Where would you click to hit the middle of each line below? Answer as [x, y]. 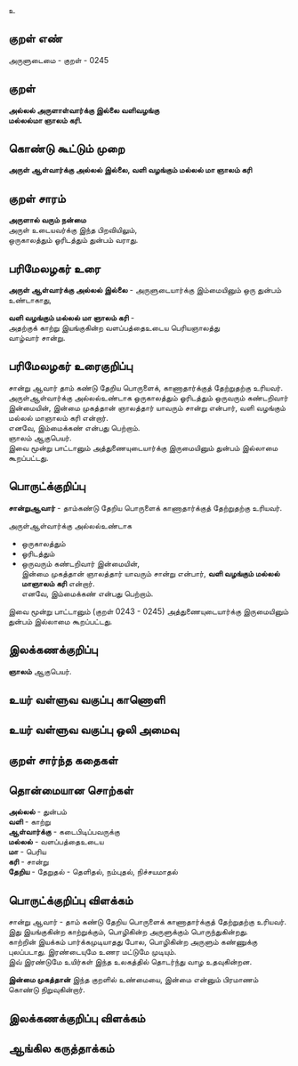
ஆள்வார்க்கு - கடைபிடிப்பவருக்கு [64, 832]
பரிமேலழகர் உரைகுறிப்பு [70, 366]
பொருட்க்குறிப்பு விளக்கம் [71, 900]
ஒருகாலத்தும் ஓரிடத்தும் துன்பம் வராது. [73, 240]
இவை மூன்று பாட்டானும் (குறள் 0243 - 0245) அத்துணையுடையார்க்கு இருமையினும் [149, 611]
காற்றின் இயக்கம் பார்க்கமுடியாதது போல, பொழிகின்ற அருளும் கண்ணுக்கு [133, 942]
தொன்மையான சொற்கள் [71, 791]
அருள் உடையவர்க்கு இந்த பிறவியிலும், [73, 230]
